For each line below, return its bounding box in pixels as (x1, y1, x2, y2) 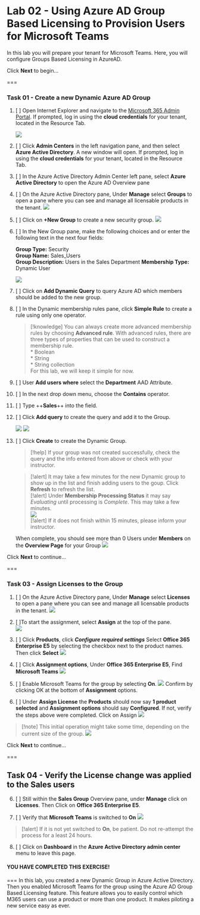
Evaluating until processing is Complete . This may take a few (30, 498, 180, 505)
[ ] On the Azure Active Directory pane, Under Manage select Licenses (15, 594, 190, 601)
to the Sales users (7, 779, 75, 789)
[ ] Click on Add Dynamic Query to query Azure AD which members (15, 288, 182, 295)
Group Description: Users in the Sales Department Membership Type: (15, 258, 190, 266)
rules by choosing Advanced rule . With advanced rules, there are (30, 329, 192, 337)
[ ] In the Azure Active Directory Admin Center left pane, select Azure (15, 173, 186, 180)
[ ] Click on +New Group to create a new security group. (15, 216, 154, 224)
